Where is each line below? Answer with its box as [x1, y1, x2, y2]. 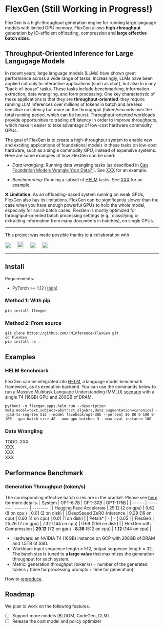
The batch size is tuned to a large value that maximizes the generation [12, 551, 154, 556]
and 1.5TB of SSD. [12, 540, 49, 546]
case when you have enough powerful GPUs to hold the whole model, [5, 202, 145, 208]
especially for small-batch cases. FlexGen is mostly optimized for [5, 207, 137, 213]
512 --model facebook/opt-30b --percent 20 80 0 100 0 [40, 412, 154, 417]
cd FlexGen [5, 335, 27, 340]
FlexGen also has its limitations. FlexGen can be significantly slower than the [5, 197, 159, 203]
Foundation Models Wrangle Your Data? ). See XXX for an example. [12, 167, 147, 173]
